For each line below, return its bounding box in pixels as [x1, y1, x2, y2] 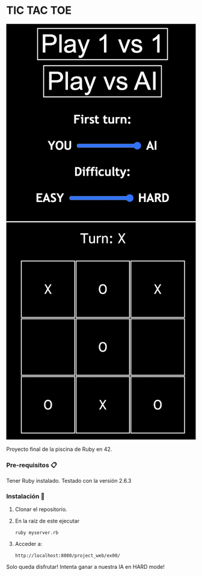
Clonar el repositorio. [14, 506, 67, 513]
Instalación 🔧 [6, 492, 45, 500]
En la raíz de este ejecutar [14, 517, 80, 524]
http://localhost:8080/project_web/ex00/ [14, 553, 120, 559]
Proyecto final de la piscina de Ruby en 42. [6, 446, 112, 453]
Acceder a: [14, 540, 43, 547]
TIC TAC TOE [6, 4, 72, 17]
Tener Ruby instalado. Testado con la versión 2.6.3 [6, 477, 132, 484]
